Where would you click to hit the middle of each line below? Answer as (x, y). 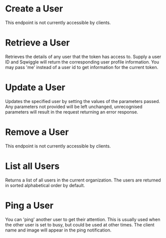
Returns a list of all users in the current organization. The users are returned (83, 180)
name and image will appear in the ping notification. (58, 230)
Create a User (34, 9)
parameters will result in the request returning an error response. (72, 112)
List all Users (32, 166)
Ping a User (29, 205)
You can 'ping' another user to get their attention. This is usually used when (83, 219)
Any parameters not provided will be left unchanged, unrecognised (74, 106)
